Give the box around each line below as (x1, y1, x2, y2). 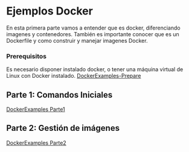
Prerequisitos (6, 52, 47, 60)
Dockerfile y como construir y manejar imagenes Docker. (6, 37, 148, 44)
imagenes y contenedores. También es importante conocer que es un (6, 30, 179, 37)
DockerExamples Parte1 (6, 106, 65, 113)
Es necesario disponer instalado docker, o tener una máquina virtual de (6, 66, 184, 73)
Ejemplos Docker (6, 4, 94, 18)
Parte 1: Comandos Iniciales (6, 89, 113, 100)
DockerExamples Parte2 (6, 139, 66, 146)
